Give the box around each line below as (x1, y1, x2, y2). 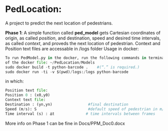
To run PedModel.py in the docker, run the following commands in (5, 55, 146, 60)
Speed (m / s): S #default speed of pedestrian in (5, 106, 157, 111)
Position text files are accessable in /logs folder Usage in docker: (5, 45, 139, 51)
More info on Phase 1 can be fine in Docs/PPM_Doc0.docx (5, 120, 125, 126)
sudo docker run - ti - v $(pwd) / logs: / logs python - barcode (5, 69, 128, 74)
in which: (5, 78, 24, 84)
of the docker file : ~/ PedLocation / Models (5, 60, 95, 65)
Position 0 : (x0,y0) (5, 92, 50, 98)
